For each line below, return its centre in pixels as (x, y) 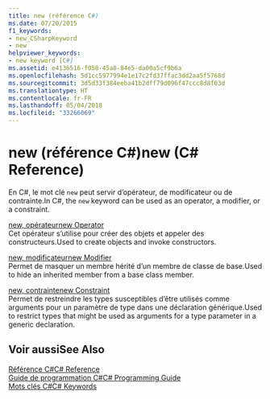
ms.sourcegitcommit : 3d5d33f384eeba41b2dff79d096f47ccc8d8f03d (117, 83)
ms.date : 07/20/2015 (43, 23)
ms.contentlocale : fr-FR (50, 98)
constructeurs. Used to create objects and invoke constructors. (112, 241)
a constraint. (29, 209)
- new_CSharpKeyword (43, 38)
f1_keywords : (30, 31)
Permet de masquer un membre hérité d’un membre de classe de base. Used (135, 265)
